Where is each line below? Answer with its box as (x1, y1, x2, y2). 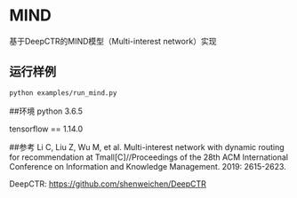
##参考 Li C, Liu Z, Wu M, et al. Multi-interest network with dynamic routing (9, 141, 285, 152)
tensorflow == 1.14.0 (9, 123, 84, 134)
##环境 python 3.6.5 (9, 106, 83, 116)
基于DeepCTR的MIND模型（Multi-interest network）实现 (9, 36, 217, 46)
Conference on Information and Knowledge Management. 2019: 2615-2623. (9, 161, 286, 171)
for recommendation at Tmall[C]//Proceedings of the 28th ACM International (9, 152, 289, 162)
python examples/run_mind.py (9, 88, 117, 98)
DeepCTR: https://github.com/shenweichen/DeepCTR (9, 178, 207, 189)
